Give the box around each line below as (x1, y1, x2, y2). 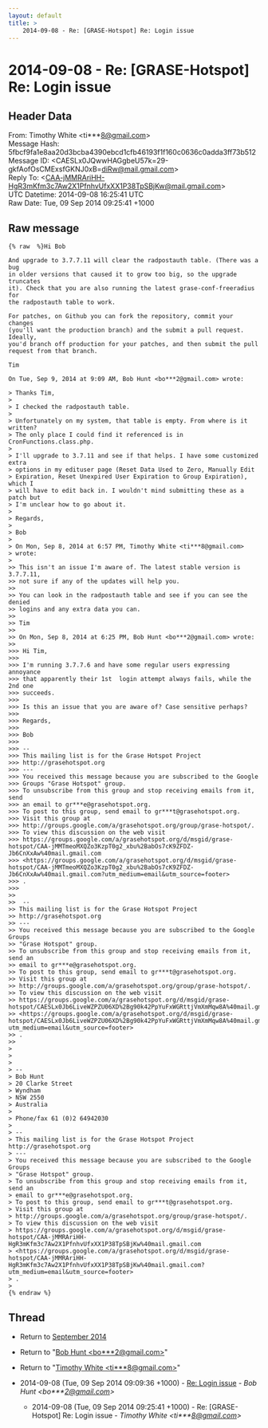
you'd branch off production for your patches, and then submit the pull (8, 340, 259, 348)
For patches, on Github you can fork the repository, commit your (8, 313, 234, 321)
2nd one (8, 683, 34, 690)
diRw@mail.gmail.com (101, 164, 175, 174)
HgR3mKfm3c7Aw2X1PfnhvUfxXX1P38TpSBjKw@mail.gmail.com (8, 181, 222, 191)
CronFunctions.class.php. (8, 438, 94, 446)
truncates (8, 277, 41, 285)
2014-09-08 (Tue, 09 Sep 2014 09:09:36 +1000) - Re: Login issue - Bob (19, 1379, 258, 1387)
